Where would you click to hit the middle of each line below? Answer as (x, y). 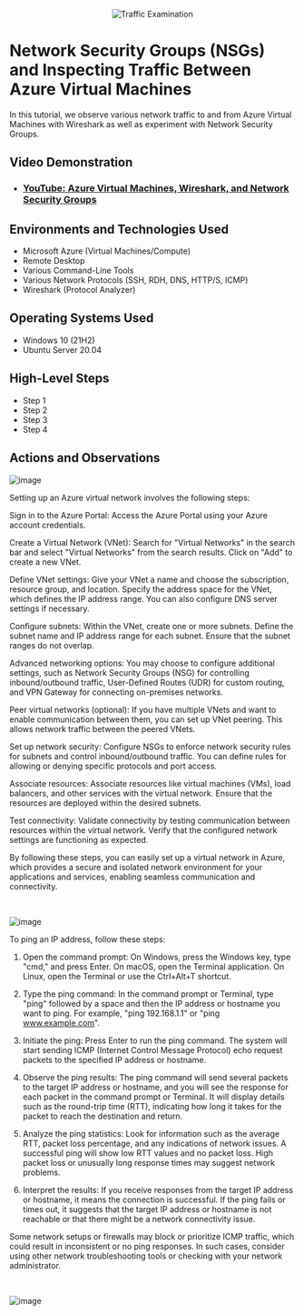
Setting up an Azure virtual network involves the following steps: (130, 497)
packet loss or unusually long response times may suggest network (148, 1162)
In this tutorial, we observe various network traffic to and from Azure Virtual (151, 115)
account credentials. (48, 525)
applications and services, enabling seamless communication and (132, 877)
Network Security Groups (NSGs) (137, 51)
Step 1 (34, 400)
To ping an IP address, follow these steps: (88, 939)
